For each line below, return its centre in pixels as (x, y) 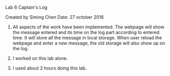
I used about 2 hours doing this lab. (50, 68)
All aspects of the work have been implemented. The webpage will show (88, 27)
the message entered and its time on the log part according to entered (86, 32)
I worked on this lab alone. (40, 58)
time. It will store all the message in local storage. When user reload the (87, 38)
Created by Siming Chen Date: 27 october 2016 (55, 17)
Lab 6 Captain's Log (26, 7)
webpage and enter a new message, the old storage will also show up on (89, 43)
